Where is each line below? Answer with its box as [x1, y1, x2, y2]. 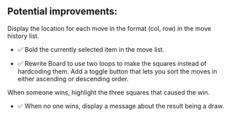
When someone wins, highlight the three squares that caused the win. [7, 88, 210, 97]
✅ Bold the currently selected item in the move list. [17, 45, 165, 53]
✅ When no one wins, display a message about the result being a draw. [17, 102, 224, 110]
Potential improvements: [7, 6, 118, 18]
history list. [7, 32, 39, 40]
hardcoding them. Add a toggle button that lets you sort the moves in [17, 67, 218, 76]
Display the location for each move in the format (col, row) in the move [7, 24, 212, 32]
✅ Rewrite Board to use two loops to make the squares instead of [17, 59, 207, 67]
